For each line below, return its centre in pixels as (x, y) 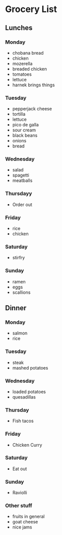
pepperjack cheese (32, 109)
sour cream (24, 130)
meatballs (22, 181)
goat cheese (25, 522)
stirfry (19, 258)
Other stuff (19, 506)
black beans (25, 135)
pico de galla (25, 125)
